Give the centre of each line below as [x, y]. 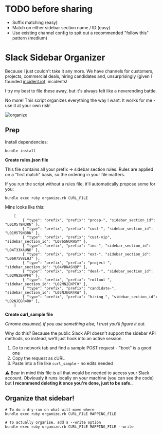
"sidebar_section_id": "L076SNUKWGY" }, [47, 241]
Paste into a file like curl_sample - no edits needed [63, 363]
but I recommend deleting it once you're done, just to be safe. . [69, 383]
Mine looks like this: [25, 207]
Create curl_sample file [29, 314]
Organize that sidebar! [40, 398]
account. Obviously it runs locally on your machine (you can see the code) [80, 378]
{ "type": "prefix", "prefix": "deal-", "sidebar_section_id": [88, 271]
